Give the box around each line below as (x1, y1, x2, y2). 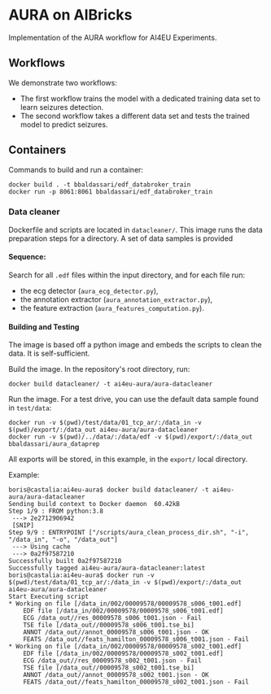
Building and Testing (8, 321, 80, 331)
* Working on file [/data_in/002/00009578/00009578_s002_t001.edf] (8, 643, 243, 651)
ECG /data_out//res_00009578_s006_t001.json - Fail (23, 614, 202, 622)
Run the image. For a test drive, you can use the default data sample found (8, 395, 259, 404)
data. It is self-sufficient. (8, 348, 90, 359)
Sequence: (8, 252, 46, 262)
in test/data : (8, 403, 52, 412)
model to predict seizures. (20, 120, 108, 129)
